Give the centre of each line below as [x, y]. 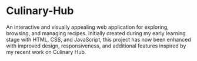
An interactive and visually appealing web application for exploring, [87, 27]
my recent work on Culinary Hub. [46, 52]
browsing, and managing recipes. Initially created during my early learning [96, 33]
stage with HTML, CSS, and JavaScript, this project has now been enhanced [98, 39]
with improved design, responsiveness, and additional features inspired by [96, 46]
